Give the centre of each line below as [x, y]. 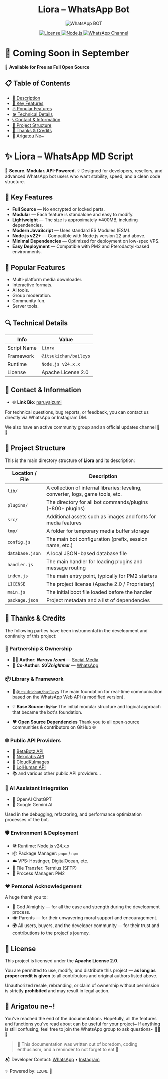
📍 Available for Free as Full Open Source [47, 67]
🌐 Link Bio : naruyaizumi [37, 402]
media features [64, 523]
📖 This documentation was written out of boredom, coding [77, 1044]
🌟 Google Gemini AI [32, 804]
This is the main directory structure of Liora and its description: [70, 460]
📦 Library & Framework [34, 679]
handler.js [20, 565]
